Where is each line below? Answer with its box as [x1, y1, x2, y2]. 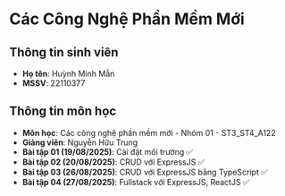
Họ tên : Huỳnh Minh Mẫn [21, 68, 115, 79]
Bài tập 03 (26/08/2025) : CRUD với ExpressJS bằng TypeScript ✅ [21, 166, 268, 177]
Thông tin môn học [9, 104, 117, 119]
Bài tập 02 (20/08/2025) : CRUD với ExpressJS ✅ [21, 157, 205, 167]
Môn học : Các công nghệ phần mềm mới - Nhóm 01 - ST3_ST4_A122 [21, 127, 276, 138]
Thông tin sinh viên [9, 45, 119, 60]
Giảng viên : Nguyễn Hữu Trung [21, 137, 138, 148]
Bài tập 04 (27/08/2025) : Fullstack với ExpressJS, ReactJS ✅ [21, 176, 250, 187]
